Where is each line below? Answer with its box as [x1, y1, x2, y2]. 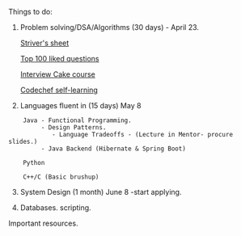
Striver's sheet [19, 38, 70, 48]
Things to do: [8, 7, 53, 16]
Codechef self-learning [19, 85, 99, 95]
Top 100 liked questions [19, 54, 99, 63]
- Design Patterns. [40, 124, 107, 132]
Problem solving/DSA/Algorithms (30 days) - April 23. [19, 23, 200, 32]
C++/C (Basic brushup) [23, 173, 99, 181]
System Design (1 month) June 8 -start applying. [19, 188, 182, 196]
